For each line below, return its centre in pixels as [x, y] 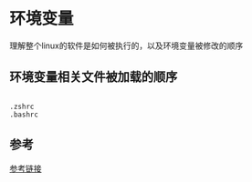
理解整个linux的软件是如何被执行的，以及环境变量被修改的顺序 [126, 45]
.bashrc [24, 115]
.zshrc [22, 106]
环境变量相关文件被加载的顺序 [94, 77]
